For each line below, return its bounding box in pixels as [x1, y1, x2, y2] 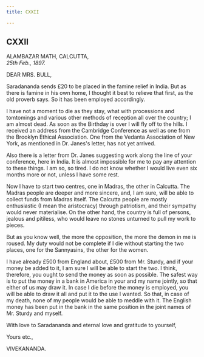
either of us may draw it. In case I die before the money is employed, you [6, 284, 189, 291]
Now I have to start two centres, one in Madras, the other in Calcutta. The [6, 183, 190, 190]
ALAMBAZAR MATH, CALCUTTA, [6, 53, 89, 60]
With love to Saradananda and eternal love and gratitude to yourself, [6, 322, 177, 329]
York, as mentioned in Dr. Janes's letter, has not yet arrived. [6, 140, 156, 147]
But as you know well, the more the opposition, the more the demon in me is [6, 234, 197, 241]
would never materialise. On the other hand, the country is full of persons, [6, 209, 191, 216]
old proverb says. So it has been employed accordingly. [6, 95, 146, 103]
